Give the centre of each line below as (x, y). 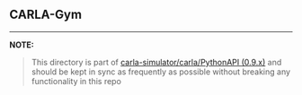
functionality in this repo (76, 81)
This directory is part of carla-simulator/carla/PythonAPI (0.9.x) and (156, 62)
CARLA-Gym (46, 15)
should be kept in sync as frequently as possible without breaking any (160, 72)
